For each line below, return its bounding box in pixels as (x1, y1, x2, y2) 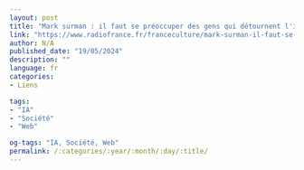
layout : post (9, 13, 59, 23)
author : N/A (9, 38, 54, 48)
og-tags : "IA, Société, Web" (9, 138, 119, 147)
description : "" (9, 55, 71, 64)
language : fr (9, 64, 59, 73)
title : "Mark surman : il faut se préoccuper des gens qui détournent (9, 22, 281, 31)
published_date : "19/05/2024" (9, 47, 124, 56)
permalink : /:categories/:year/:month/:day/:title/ (9, 146, 208, 156)
